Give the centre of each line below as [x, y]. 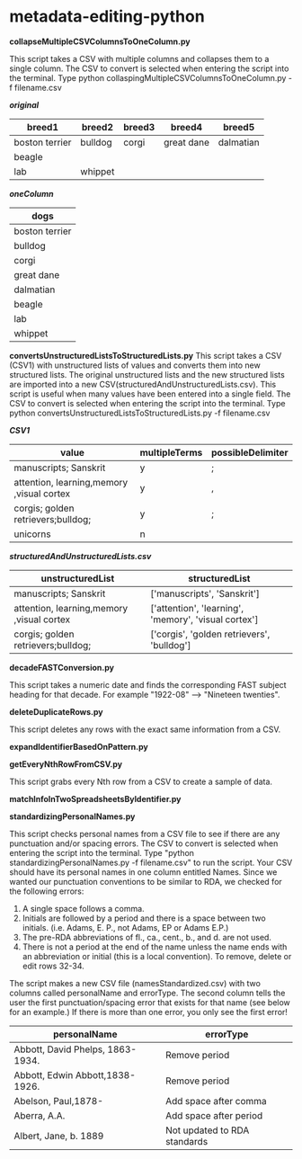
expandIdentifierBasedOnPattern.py [79, 746]
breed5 [239, 127]
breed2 [98, 127]
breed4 [187, 127]
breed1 [43, 127]
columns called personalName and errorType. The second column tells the [147, 993]
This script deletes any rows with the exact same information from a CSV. [145, 729]
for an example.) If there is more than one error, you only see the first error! [148, 1012]
